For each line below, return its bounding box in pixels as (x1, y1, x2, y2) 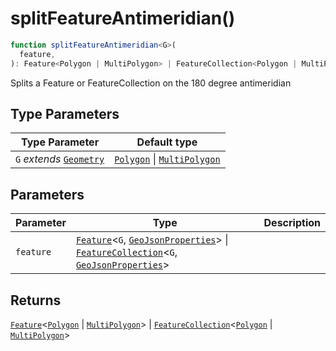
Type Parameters (10, 105, 120, 122)
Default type (136, 135, 198, 149)
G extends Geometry (15, 152, 105, 166)
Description (263, 216, 321, 230)
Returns (10, 292, 62, 309)
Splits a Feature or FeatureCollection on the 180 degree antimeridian (10, 77, 292, 89)
